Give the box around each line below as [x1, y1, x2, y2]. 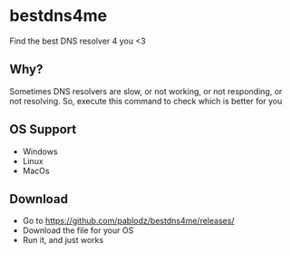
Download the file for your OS [22, 225, 134, 236]
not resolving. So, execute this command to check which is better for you [9, 95, 283, 106]
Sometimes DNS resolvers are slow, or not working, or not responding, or [9, 85, 283, 96]
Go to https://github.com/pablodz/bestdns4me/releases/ [22, 215, 235, 227]
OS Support [9, 122, 77, 137]
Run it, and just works [22, 235, 104, 246]
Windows [22, 146, 58, 157]
